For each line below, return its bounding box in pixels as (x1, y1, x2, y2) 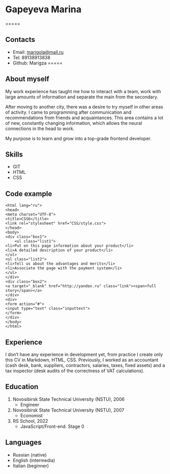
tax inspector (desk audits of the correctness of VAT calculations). (5, 368, 144, 374)
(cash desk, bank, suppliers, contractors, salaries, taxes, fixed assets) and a (5, 362, 165, 368)
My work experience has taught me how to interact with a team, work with (5, 88, 161, 94)
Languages (5, 438, 42, 447)
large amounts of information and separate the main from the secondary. (5, 94, 158, 100)
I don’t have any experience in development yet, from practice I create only (5, 352, 163, 357)
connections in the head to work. (5, 125, 75, 132)
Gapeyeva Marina (5, 4, 82, 15)
